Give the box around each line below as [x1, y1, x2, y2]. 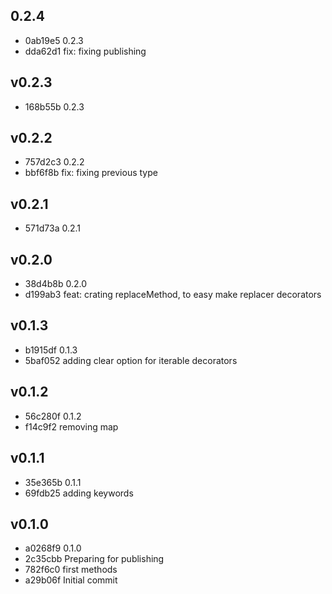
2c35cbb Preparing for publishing [24, 553, 165, 565]
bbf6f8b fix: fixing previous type [24, 167, 158, 179]
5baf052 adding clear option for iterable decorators [24, 354, 238, 366]
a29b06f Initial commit [24, 574, 118, 586]
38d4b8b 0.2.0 [24, 278, 88, 290]
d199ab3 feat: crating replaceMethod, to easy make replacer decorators [24, 289, 322, 301]
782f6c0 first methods [24, 564, 118, 576]
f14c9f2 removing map [24, 420, 119, 433]
